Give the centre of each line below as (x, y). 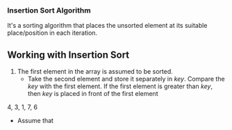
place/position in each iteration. (52, 33)
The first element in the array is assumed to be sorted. (95, 72)
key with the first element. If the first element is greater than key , (120, 86)
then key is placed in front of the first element (93, 94)
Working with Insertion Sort (68, 55)
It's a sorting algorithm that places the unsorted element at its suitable (107, 26)
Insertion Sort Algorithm (49, 10)
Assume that (35, 121)
